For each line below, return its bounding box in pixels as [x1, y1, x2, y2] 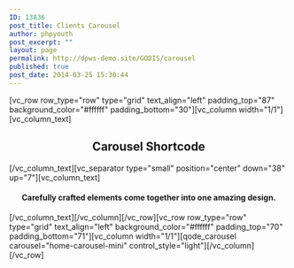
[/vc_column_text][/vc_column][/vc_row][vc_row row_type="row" [9, 211, 247, 222]
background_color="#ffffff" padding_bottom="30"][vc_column [9, 103, 237, 115]
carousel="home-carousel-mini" [9, 240, 128, 250]
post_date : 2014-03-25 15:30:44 [9, 71, 128, 80]
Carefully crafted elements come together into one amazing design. [21, 192, 276, 203]
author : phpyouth [9, 29, 73, 38]
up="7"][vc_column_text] [9, 172, 101, 182]
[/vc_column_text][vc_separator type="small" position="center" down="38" [9, 163, 286, 173]
